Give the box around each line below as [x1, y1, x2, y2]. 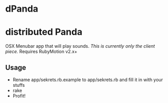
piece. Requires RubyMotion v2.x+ [5, 49, 77, 55]
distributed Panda [5, 26, 82, 38]
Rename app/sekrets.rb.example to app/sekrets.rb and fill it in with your [12, 77, 163, 83]
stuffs [12, 82, 25, 88]
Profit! [12, 92, 26, 99]
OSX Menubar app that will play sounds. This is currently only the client [5, 43, 155, 49]
